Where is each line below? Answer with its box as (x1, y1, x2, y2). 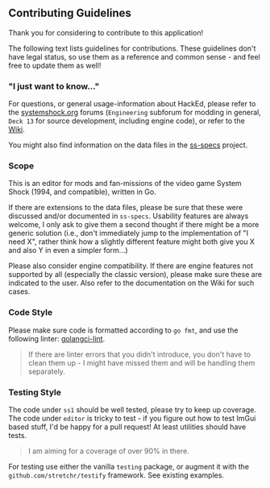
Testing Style (8, 387, 62, 398)
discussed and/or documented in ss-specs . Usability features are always (8, 211, 249, 221)
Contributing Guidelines (8, 6, 131, 20)
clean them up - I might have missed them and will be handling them (27, 358, 255, 367)
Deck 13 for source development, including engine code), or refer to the (8, 116, 246, 126)
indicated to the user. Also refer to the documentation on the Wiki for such (8, 278, 255, 288)
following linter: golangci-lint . (8, 333, 106, 343)
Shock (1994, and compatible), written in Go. (8, 187, 156, 196)
